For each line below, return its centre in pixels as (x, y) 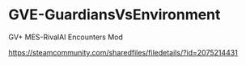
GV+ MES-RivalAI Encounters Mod (66, 37)
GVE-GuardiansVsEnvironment (115, 15)
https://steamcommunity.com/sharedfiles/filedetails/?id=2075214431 (123, 52)
